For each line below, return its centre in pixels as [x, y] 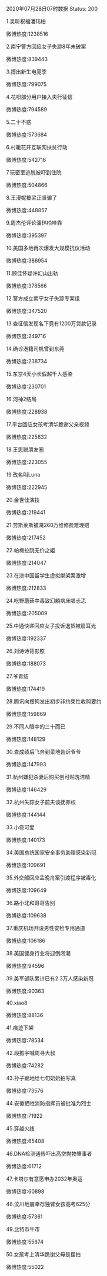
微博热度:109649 [26, 890]
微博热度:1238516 [27, 34]
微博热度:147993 [26, 764]
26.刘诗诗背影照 [26, 651]
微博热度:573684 [27, 135]
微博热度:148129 [26, 739]
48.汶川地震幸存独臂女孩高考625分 [48, 1204]
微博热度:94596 [25, 966]
